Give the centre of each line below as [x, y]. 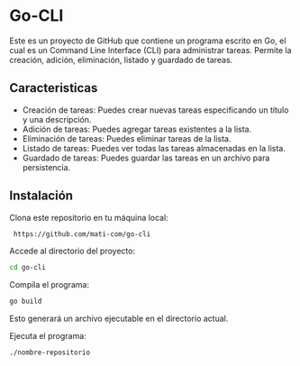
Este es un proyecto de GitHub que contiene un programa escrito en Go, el [148, 41]
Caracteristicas [54, 88]
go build [26, 302]
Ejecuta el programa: [48, 336]
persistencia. [46, 167]
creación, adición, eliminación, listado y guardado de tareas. [121, 59]
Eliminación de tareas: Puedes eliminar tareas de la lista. [127, 138]
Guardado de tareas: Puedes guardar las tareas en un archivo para [146, 158]
